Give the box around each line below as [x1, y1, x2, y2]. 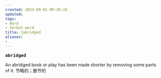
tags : [5, 16, 16, 21]
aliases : [5, 35, 23, 40]
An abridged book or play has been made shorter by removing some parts [5, 62, 157, 68]
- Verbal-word [5, 26, 35, 30]
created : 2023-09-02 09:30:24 [5, 7, 68, 12]
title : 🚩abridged [5, 30, 41, 35]
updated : [5, 12, 23, 17]
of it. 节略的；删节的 [5, 67, 46, 74]
